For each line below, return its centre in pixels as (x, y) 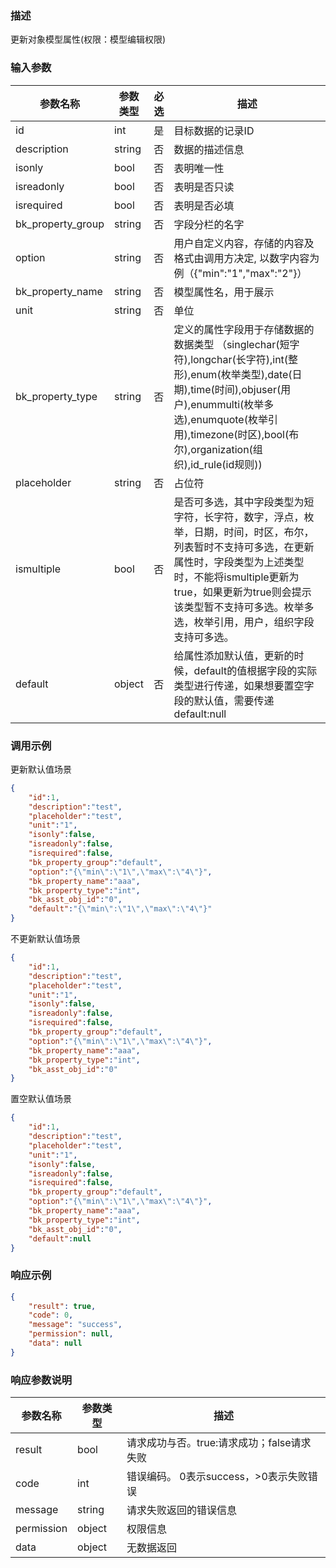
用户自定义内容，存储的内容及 (244, 243)
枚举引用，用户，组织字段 (254, 622)
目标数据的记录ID (214, 130)
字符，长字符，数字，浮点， (239, 517)
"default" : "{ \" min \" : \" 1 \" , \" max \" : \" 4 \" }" (120, 909)
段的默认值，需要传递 (224, 700)
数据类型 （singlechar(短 (231, 344)
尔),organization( (213, 449)
